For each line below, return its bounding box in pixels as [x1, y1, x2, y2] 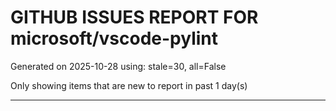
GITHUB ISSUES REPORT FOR [10, 6, 259, 29]
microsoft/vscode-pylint [10, 27, 218, 50]
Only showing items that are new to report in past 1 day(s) [10, 79, 248, 91]
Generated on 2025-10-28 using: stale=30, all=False [10, 60, 227, 72]
